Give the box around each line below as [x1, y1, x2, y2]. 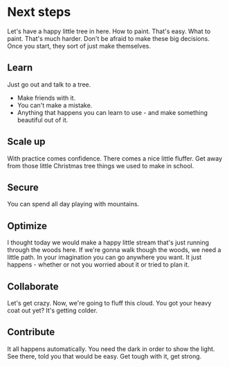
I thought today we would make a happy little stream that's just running [7, 238, 210, 247]
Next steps [7, 4, 71, 20]
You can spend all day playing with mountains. [7, 200, 140, 208]
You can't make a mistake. [17, 101, 93, 109]
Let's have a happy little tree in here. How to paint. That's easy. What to [7, 27, 211, 35]
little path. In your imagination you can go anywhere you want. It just [7, 253, 202, 262]
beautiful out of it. [17, 116, 68, 124]
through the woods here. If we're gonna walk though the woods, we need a [7, 246, 221, 254]
